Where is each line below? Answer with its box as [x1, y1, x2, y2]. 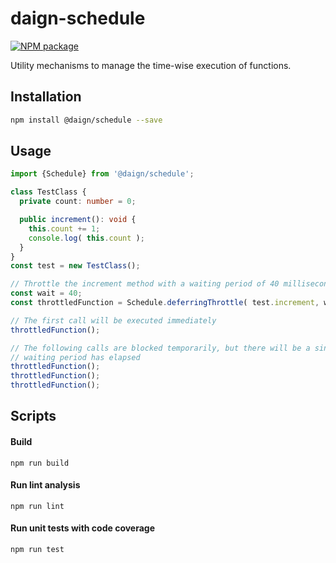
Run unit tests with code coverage [10, 522, 156, 534]
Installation [10, 88, 82, 106]
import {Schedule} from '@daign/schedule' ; [10, 169, 195, 179]
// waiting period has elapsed [10, 352, 141, 362]
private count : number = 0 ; [19, 197, 137, 207]
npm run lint [10, 501, 65, 511]
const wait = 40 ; [10, 288, 83, 299]
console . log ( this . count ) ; [28, 233, 145, 243]
